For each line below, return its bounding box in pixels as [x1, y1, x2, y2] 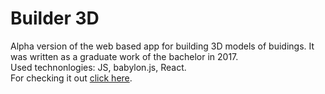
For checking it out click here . [10, 72, 133, 84]
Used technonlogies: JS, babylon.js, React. [10, 61, 187, 73]
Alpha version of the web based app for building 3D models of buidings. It [10, 40, 315, 52]
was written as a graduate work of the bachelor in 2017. [10, 50, 239, 62]
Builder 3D [10, 7, 100, 30]
